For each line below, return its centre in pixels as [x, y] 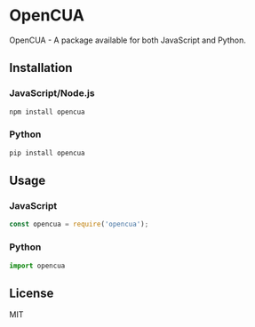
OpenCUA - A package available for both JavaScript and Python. [128, 40]
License [32, 293]
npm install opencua [48, 112]
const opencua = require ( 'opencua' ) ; [79, 224]
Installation [41, 68]
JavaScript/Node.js [52, 93]
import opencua [37, 266]
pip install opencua [48, 153]
